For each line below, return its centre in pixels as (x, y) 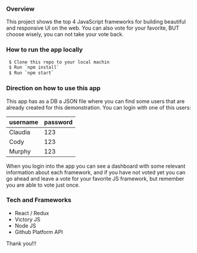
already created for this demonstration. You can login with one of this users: (98, 107)
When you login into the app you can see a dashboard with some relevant (96, 166)
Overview (20, 9)
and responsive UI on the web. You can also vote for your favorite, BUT (93, 28)
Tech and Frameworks (39, 200)
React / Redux (32, 213)
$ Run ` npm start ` (31, 73)
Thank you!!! (21, 243)
